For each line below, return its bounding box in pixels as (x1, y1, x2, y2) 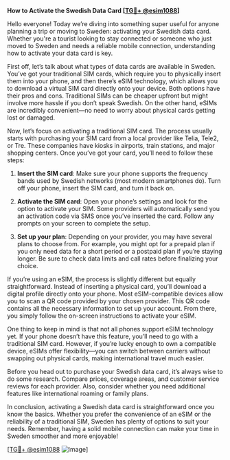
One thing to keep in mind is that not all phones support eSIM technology (7, 325, 214, 333)
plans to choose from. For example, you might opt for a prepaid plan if (16, 240, 216, 248)
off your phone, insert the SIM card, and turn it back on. (16, 184, 175, 192)
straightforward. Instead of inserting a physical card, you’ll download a (7, 283, 207, 290)
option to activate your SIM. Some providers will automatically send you (16, 205, 220, 212)
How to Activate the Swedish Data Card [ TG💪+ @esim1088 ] (7, 7, 180, 14)
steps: (7, 156, 25, 164)
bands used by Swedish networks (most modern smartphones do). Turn (16, 177, 221, 185)
